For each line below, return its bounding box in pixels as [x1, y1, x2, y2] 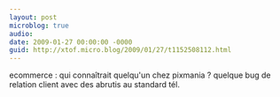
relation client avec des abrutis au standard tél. [9, 79, 180, 90]
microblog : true [9, 21, 69, 30]
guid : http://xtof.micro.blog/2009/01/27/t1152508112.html [9, 46, 232, 55]
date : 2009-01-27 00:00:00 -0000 [9, 37, 133, 47]
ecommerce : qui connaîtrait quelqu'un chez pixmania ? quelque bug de [9, 70, 271, 80]
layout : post [9, 12, 58, 22]
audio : [9, 29, 34, 38]
